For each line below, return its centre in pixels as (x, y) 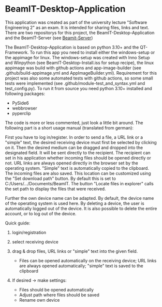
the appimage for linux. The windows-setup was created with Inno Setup (77, 57)
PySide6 (20, 103)
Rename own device (39, 300)
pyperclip (22, 113)
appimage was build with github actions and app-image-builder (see (73, 68)
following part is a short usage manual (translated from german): (69, 128)
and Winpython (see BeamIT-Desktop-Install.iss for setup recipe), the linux (79, 63)
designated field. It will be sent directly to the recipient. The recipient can (78, 153)
